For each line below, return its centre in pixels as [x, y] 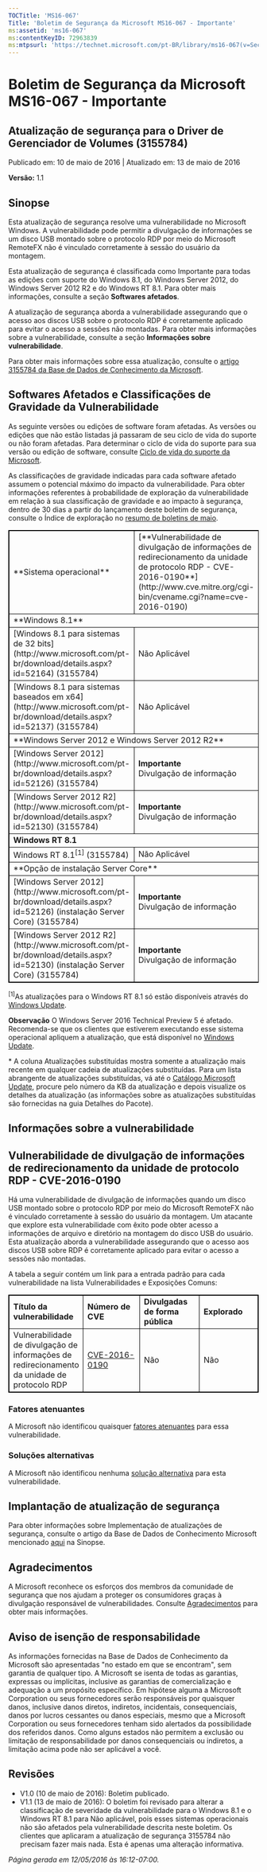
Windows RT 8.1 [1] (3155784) [71, 854]
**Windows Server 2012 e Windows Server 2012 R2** [118, 739]
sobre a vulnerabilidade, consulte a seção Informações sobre [109, 337]
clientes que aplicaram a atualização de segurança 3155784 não [125, 1835]
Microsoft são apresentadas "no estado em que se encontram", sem [120, 1664]
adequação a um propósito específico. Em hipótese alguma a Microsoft [125, 1690]
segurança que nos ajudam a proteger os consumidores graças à [115, 1595]
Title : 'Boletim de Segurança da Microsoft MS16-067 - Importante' [122, 23]
